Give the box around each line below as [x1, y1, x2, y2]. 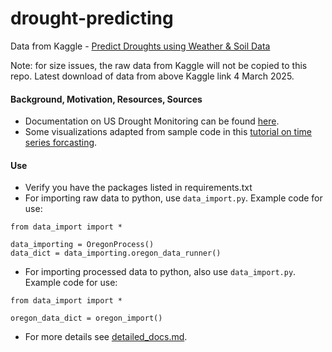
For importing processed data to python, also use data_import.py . [24, 266, 297, 278]
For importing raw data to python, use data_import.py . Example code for [24, 192, 323, 204]
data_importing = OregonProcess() [10, 240, 155, 250]
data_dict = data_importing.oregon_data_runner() [10, 248, 222, 259]
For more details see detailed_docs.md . [24, 331, 188, 343]
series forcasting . [24, 137, 98, 149]
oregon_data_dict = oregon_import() [10, 313, 163, 324]
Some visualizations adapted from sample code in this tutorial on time [24, 126, 312, 138]
